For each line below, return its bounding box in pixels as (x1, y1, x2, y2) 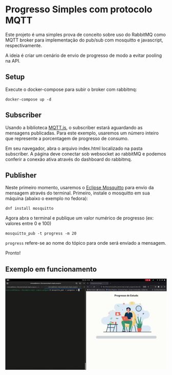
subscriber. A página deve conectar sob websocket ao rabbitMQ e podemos (5, 150, 166, 157)
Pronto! (5, 250, 21, 256)
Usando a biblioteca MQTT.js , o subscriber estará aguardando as (5, 124, 143, 130)
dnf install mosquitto (5, 206, 54, 211)
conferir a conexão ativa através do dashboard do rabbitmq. (5, 156, 132, 162)
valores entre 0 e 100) (5, 221, 52, 227)
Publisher (5, 171, 37, 180)
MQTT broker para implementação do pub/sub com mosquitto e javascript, (5, 37, 163, 43)
